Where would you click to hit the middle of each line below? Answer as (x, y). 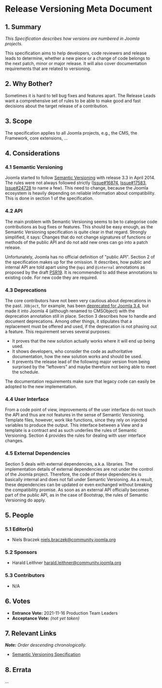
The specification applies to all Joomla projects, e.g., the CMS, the (71, 133)
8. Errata (18, 670)
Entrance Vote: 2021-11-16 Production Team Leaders (65, 613)
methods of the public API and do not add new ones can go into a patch (77, 242)
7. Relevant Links (31, 633)
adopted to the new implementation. (41, 386)
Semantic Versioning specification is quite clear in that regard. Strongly (76, 232)
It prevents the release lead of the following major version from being (81, 361)
